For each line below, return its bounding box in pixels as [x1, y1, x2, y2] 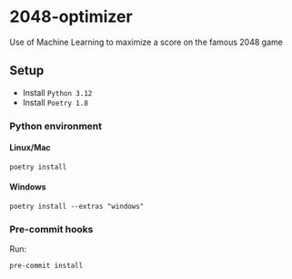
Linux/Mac [9, 142, 52, 153]
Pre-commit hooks [9, 223, 94, 235]
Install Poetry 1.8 [22, 97, 89, 108]
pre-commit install [9, 262, 84, 271]
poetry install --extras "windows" [9, 202, 145, 212]
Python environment [9, 119, 103, 132]
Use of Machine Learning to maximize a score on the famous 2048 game [9, 36, 284, 47]
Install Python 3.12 [22, 87, 93, 98]
